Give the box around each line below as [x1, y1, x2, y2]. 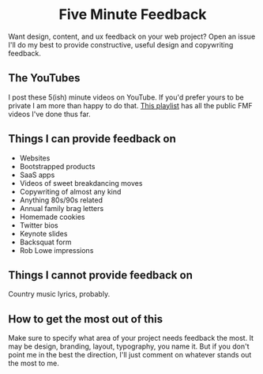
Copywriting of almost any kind [19, 187, 122, 196]
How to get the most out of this [8, 312, 163, 326]
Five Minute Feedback [58, 6, 207, 24]
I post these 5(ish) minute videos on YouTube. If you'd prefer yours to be [8, 93, 244, 102]
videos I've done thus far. [8, 109, 91, 119]
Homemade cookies [19, 212, 85, 221]
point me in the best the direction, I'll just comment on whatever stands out [8, 350, 252, 360]
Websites [19, 153, 51, 163]
